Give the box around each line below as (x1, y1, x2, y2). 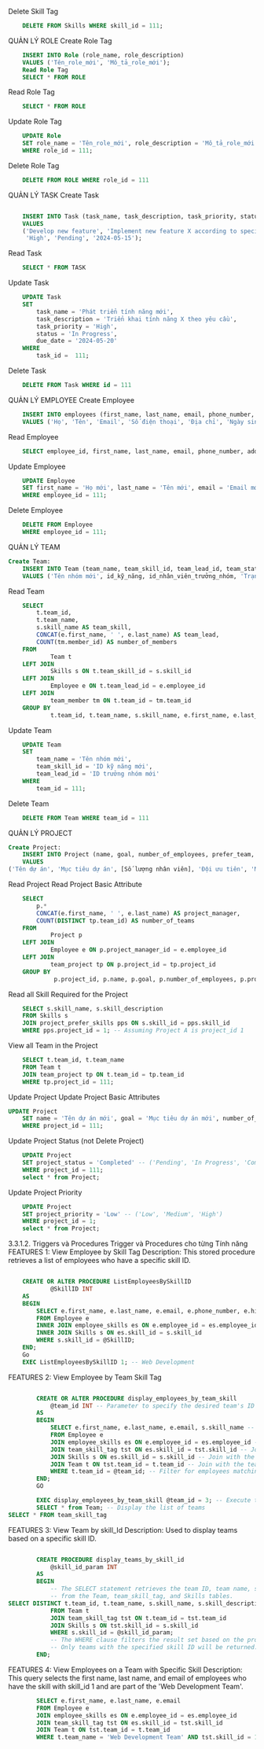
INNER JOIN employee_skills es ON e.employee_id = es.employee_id (36, 1321, 258, 1330)
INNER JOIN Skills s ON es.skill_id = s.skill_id (36, 1329, 202, 1337)
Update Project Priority (8, 1187, 82, 1197)
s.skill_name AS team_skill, (36, 624, 132, 631)
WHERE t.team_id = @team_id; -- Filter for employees (49, 1467, 230, 1475)
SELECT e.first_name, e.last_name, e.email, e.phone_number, (36, 1307, 241, 1315)
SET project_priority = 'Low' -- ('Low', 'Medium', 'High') (22, 1210, 223, 1218)
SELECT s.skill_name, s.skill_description (22, 1004, 163, 1013)
